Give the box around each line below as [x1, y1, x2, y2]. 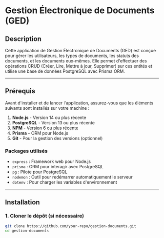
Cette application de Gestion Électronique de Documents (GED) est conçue [5, 48, 156, 53]
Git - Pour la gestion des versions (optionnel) [12, 135, 103, 141]
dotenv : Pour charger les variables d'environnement [12, 179, 117, 185]
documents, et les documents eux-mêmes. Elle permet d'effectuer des [5, 58, 147, 63]
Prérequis [5, 87, 36, 95]
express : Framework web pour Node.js [12, 159, 91, 164]
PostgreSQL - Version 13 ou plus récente [12, 119, 95, 125]
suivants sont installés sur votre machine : [5, 105, 89, 111]
